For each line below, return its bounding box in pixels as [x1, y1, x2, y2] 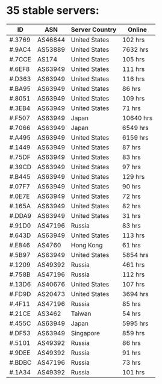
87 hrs [122, 143, 142, 151]
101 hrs [122, 368, 145, 376]
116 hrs [122, 75, 145, 83]
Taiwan [70, 309, 92, 318]
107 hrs [122, 280, 145, 288]
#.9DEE [9, 348, 31, 357]
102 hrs [122, 36, 145, 44]
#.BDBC [9, 358, 32, 367]
